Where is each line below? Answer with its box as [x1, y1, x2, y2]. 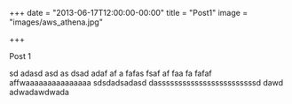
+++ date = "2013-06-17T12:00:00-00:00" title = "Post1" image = [9, 8, 249, 18]
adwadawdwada [9, 87, 69, 97]
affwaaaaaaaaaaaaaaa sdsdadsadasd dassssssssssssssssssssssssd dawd [9, 78, 284, 87]
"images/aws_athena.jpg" [9, 17, 104, 27]
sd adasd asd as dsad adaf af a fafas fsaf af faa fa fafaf [9, 68, 212, 78]
